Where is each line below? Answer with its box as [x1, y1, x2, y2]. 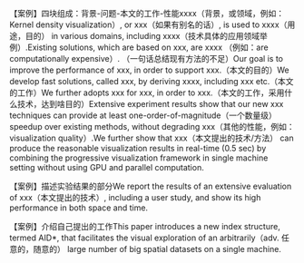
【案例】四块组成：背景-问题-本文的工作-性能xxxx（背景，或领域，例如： [9, 8, 284, 18]
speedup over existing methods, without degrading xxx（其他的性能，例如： [9, 122, 295, 131]
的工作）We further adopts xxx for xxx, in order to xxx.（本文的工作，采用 [9, 87, 285, 98]
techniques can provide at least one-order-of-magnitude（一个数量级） [9, 110, 277, 121]
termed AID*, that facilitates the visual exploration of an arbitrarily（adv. [9, 232, 279, 243]
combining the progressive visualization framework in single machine [9, 152, 269, 163]
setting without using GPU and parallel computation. [9, 162, 204, 172]
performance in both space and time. [9, 202, 148, 213]
